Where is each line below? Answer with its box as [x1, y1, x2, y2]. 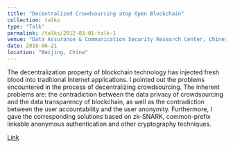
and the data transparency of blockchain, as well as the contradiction [7, 97, 205, 106]
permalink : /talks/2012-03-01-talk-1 [7, 29, 116, 37]
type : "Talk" [7, 23, 45, 30]
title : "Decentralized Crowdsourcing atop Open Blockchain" [7, 10, 185, 17]
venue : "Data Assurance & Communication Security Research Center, [7, 36, 207, 43]
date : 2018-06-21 [7, 42, 58, 49]
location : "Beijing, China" [7, 49, 89, 56]
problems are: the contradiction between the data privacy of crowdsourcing [7, 90, 224, 98]
